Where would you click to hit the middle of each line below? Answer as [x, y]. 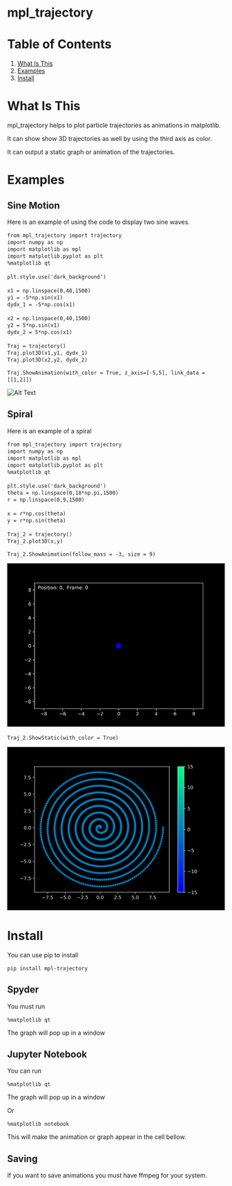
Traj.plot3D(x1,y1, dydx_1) [48, 353]
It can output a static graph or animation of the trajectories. [91, 152]
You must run [26, 1006]
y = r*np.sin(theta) [37, 520]
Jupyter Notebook [47, 1054]
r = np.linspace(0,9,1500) [46, 500]
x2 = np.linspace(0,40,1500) [49, 319]
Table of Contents [59, 45]
